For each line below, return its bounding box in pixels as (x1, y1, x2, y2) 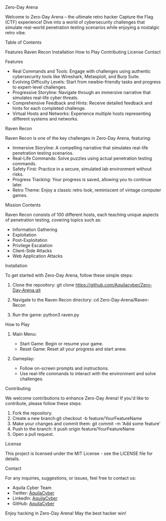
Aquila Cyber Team (12, 485, 52, 491)
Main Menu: (12, 331, 37, 337)
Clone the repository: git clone (12, 282, 74, 288)
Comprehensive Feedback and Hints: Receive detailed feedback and (12, 100, 153, 106)
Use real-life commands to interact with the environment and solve (19, 371, 156, 376)
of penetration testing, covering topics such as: (5, 217, 102, 223)
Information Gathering (12, 226, 58, 232)
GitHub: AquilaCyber (12, 501, 55, 507)
